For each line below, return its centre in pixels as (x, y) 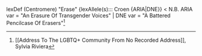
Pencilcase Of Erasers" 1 (36, 22)
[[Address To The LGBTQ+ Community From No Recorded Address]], (100, 40)
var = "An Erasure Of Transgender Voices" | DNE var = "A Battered (88, 15)
